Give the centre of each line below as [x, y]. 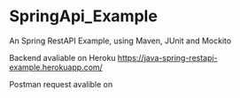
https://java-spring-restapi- [168, 57]
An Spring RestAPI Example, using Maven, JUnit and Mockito [120, 41]
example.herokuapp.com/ [56, 67]
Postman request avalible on [61, 84]
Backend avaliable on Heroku [62, 57]
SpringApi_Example [83, 16]
